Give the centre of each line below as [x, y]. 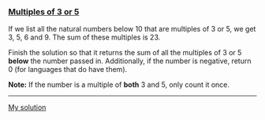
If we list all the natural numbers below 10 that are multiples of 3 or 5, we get [132, 29]
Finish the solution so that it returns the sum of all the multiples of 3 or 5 [125, 53]
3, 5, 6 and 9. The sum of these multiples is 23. [84, 37]
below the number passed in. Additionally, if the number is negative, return [130, 61]
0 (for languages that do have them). [68, 69]
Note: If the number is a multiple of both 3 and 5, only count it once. [119, 84]
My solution [27, 107]
